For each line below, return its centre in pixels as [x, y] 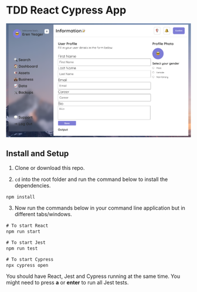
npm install [21, 197]
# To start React [27, 226]
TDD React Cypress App [66, 10]
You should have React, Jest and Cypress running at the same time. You [93, 276]
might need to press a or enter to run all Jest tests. [67, 282]
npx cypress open [27, 265]
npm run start [23, 231]
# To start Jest [26, 242]
